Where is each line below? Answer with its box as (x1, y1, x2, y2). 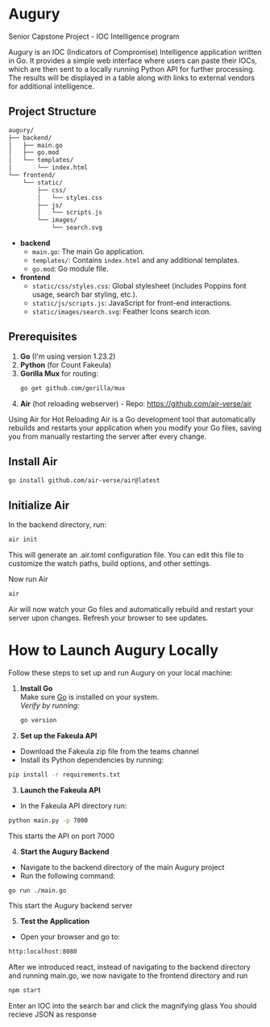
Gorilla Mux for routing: (19, 368, 99, 378)
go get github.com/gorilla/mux (19, 384, 126, 392)
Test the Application (19, 917, 90, 926)
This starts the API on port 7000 (8, 831, 115, 841)
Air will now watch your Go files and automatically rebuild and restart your (8, 604, 254, 613)
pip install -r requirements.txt (8, 771, 121, 779)
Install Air (8, 455, 58, 468)
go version (19, 716, 57, 724)
